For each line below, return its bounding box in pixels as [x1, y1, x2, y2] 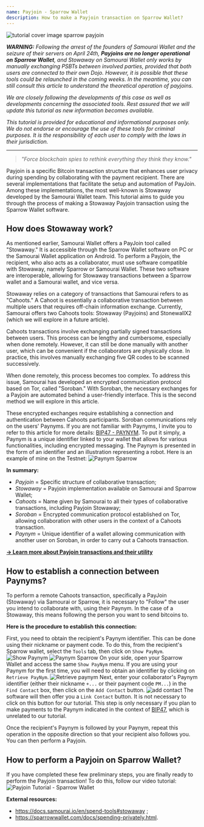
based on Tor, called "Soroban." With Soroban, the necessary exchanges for [6, 385, 197, 393]
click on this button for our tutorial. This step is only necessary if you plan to [6, 699, 197, 707]
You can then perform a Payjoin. [6, 737, 87, 744]
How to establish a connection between [6, 566, 160, 576]
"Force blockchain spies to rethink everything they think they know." [21, 155, 192, 162]
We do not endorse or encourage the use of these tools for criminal [6, 125, 175, 132]
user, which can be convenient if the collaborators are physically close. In [6, 347, 190, 355]
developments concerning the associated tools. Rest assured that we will [6, 100, 190, 107]
